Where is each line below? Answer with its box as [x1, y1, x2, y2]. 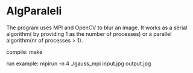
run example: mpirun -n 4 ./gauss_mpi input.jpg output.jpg [6, 60, 151, 67]
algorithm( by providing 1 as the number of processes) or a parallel [6, 30, 172, 37]
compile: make [6, 48, 43, 55]
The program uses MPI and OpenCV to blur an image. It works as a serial [6, 24, 188, 31]
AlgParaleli [6, 4, 62, 18]
